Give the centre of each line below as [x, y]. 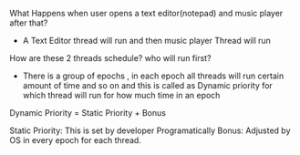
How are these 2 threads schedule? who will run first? [110, 58]
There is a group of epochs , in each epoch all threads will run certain [153, 76]
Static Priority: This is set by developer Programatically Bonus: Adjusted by [150, 130]
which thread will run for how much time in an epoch [121, 95]
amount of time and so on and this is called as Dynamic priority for [148, 85]
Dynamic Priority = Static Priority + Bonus [88, 113]
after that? [29, 23]
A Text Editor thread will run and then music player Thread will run [147, 41]
